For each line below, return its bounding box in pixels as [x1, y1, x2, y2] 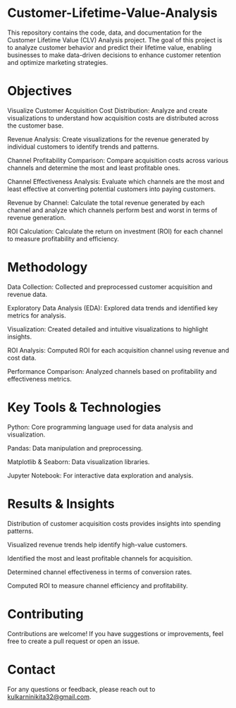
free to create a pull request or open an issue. [7, 637, 140, 645]
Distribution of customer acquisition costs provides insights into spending [7, 519, 221, 527]
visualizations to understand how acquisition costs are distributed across [7, 114, 219, 122]
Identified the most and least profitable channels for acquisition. [7, 554, 193, 562]
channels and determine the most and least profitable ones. [7, 164, 181, 172]
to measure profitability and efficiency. [7, 234, 120, 243]
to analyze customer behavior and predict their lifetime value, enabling [7, 43, 212, 51]
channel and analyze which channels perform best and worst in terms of [7, 206, 218, 214]
